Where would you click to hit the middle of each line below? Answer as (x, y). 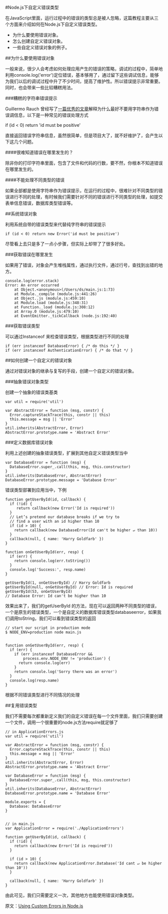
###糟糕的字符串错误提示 (31, 98)
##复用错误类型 (21, 705)
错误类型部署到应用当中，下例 (36, 490)
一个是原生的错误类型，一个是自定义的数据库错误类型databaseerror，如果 (81, 612)
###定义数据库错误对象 (29, 442)
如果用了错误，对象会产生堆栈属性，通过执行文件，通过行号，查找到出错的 (82, 265)
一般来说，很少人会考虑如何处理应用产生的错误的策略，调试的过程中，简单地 (84, 69)
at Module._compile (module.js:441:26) (56, 294)
